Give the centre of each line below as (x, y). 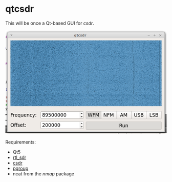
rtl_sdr (19, 157)
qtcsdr (20, 9)
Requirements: (20, 142)
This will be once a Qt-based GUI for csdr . (50, 23)
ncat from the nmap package (43, 174)
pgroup (20, 168)
